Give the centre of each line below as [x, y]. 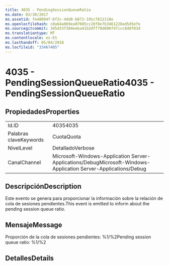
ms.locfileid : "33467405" [32, 47]
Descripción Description [44, 186]
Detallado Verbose [73, 148]
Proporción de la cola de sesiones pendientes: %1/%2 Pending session [78, 237]
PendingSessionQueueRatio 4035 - [80, 83]
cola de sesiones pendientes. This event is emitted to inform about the [77, 204]
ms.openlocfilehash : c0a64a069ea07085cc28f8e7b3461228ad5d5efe [73, 24]
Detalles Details [30, 258]
